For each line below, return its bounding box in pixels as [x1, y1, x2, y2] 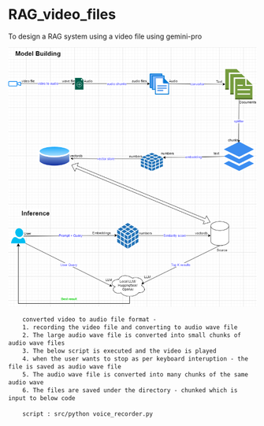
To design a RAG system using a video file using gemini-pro [8, 31, 203, 41]
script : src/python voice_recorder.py [22, 410, 154, 418]
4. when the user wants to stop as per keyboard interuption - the [22, 355, 248, 363]
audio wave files [8, 339, 65, 347]
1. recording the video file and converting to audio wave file [22, 324, 238, 332]
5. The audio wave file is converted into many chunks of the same [22, 371, 248, 379]
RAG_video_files [8, 6, 117, 24]
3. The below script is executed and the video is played [22, 347, 217, 355]
